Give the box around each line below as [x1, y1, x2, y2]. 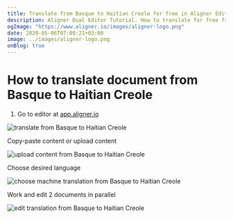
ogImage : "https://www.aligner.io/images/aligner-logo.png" [7, 23, 185, 30]
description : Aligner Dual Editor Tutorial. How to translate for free [7, 17, 218, 24]
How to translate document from [7, 72, 198, 88]
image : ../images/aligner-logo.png [7, 36, 110, 43]
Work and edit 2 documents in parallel [7, 190, 116, 198]
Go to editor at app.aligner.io [17, 109, 99, 118]
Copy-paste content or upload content [7, 137, 117, 145]
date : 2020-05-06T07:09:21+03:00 [7, 29, 104, 37]
